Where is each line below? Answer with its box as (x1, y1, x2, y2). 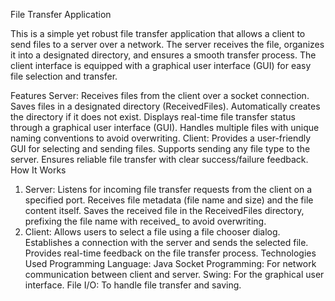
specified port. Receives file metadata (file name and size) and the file (24, 194, 314, 206)
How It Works (10, 164, 67, 176)
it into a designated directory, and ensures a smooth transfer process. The (10, 49, 317, 61)
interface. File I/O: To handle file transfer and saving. (24, 279, 242, 291)
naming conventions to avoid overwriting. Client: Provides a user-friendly (10, 132, 312, 144)
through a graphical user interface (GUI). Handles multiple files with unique (10, 122, 320, 133)
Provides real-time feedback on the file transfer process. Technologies (24, 247, 317, 259)
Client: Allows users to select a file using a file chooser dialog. (24, 226, 281, 238)
